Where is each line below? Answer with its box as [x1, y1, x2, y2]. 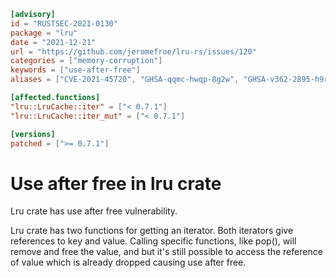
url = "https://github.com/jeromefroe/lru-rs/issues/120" [10, 46, 257, 57]
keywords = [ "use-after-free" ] [10, 65, 141, 75]
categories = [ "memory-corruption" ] [10, 56, 163, 66]
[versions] [10, 129, 56, 139]
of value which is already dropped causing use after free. [10, 256, 247, 269]
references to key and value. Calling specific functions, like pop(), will [10, 235, 297, 247]
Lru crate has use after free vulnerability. [10, 205, 178, 217]
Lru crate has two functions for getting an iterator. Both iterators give [10, 225, 294, 237]
